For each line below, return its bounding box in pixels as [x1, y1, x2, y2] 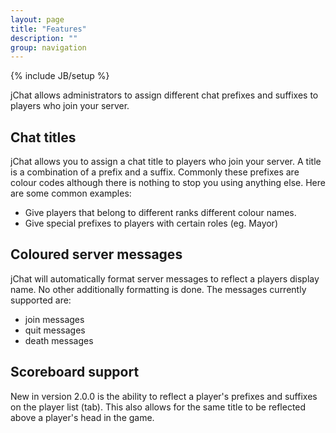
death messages [24, 334, 94, 346]
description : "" [10, 33, 78, 43]
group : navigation [10, 42, 87, 53]
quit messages [24, 324, 86, 336]
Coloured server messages [10, 246, 183, 263]
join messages [24, 313, 85, 325]
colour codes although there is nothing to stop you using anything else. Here [10, 177, 326, 189]
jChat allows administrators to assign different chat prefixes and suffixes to [10, 89, 319, 101]
